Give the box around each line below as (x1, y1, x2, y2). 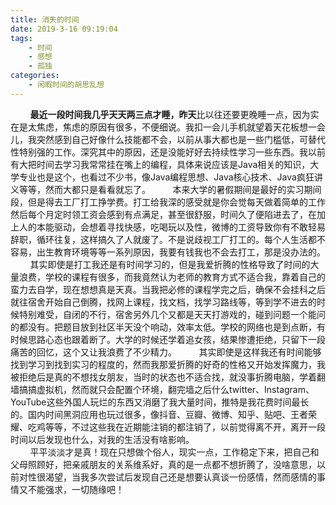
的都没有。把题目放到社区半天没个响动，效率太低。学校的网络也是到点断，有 (10, 321, 326, 333)
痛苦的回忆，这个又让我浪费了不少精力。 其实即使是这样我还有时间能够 (10, 346, 322, 358)
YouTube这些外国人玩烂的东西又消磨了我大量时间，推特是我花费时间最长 (10, 396, 310, 408)
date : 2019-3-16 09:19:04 (10, 24, 118, 34)
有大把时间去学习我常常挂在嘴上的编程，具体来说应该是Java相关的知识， (10, 158, 311, 170)
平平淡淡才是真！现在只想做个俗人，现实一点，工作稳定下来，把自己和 (29, 446, 320, 458)
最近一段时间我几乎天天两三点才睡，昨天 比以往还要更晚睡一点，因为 (29, 108, 311, 120)
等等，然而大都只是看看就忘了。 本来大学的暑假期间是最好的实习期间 (18, 183, 322, 195)
